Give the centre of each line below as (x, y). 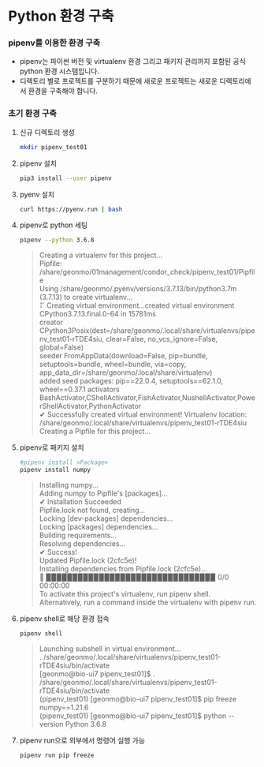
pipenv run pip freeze (57, 755)
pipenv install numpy (55, 470)
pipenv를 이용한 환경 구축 (54, 43)
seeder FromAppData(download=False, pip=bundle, (123, 356)
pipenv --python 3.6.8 (57, 240)
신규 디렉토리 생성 (47, 132)
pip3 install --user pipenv (65, 178)
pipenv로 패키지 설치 (52, 447)
